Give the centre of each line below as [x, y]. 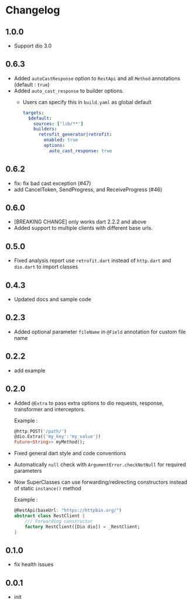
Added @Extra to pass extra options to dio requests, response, [89, 403]
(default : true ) [32, 84]
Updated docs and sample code [52, 300]
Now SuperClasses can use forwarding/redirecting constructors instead [101, 482]
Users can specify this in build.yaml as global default [87, 102]
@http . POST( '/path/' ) [40, 431]
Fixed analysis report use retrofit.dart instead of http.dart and [92, 260]
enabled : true [61, 140]
